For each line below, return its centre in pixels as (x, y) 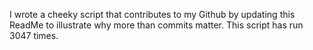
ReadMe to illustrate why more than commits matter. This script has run (156, 25)
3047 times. (34, 35)
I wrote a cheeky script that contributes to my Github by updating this (152, 14)
